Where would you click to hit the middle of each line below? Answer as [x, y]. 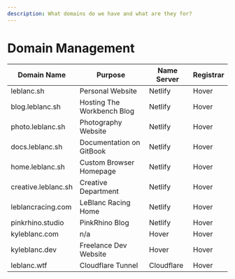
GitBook [93, 151]
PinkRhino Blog [104, 223]
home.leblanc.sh [38, 167]
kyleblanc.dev [34, 250]
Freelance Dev [103, 245]
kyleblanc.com [35, 234]
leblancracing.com [41, 206]
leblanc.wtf [29, 265]
